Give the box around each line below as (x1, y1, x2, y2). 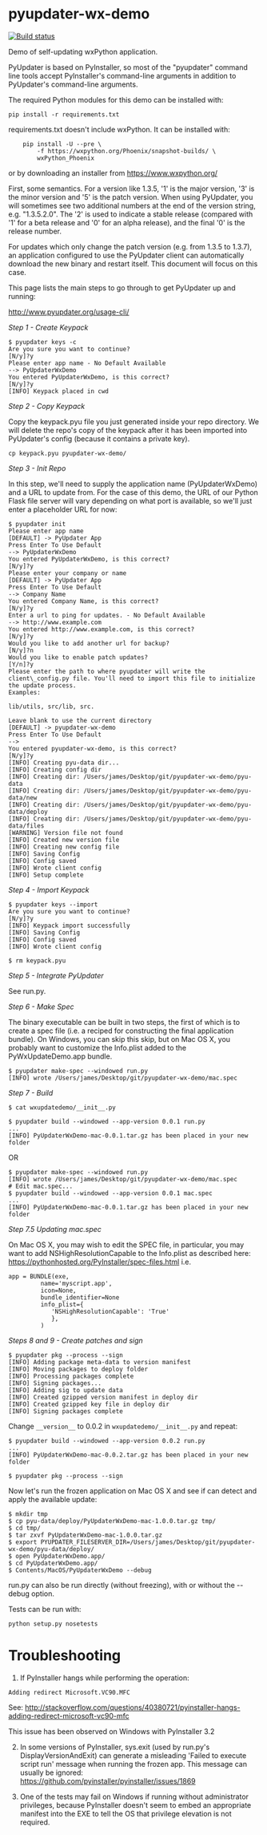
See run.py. (8, 986, 46, 995)
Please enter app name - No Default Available (8, 358, 166, 367)
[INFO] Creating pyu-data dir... (8, 759, 120, 767)
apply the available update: (8, 1494, 98, 1504)
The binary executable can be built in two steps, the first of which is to (8, 1017, 241, 1027)
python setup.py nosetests (8, 1619, 98, 1628)
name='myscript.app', (40, 1279, 113, 1287)
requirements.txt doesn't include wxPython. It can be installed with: (8, 124, 230, 134)
